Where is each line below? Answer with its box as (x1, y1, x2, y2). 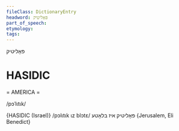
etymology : (6, 25, 34, 32)
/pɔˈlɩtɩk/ (6, 100, 26, 108)
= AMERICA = (6, 88, 40, 96)
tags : (6, 31, 20, 37)
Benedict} (6, 118, 31, 126)
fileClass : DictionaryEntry (6, 8, 77, 15)
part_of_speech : (6, 20, 47, 26)
